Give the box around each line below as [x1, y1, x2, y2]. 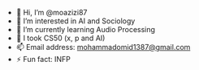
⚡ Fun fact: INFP [15, 55, 71, 64]
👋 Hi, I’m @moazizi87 [15, 8, 88, 17]
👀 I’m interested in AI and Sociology [15, 16, 136, 26]
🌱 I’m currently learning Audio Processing [15, 25, 156, 34]
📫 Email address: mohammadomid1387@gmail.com [15, 43, 191, 51]
